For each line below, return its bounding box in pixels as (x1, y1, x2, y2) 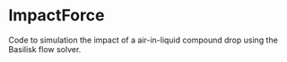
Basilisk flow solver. (8, 43, 82, 54)
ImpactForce (8, 5, 105, 26)
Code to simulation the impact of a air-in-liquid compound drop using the (8, 35, 279, 45)
